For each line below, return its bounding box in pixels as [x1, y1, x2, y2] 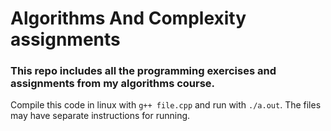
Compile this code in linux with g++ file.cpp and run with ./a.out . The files [10, 99, 322, 111]
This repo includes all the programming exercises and [10, 64, 277, 78]
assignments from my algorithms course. [10, 77, 216, 91]
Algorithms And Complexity [10, 7, 247, 30]
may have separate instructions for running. [10, 110, 191, 122]
